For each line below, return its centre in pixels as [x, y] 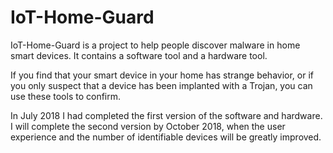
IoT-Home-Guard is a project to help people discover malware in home [155, 45]
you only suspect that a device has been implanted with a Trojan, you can [161, 85]
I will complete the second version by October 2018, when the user [148, 126]
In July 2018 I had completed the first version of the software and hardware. [166, 115]
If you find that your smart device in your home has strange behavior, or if [162, 75]
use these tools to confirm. [66, 96]
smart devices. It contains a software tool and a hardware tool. [139, 55]
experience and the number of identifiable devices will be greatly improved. [166, 137]
